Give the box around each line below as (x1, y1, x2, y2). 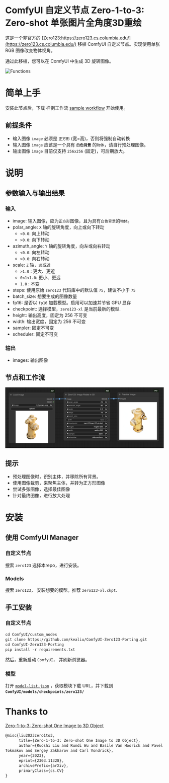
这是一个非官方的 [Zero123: (5, 35, 61, 41)
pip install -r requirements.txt (5, 647, 75, 652)
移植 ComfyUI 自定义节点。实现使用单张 (77, 41, 160, 47)
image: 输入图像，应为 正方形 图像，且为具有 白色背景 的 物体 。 (12, 217, 132, 224)
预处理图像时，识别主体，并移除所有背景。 (12, 474, 101, 480)
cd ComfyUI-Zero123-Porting (5, 642, 64, 647)
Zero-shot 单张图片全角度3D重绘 (5, 17, 142, 29)
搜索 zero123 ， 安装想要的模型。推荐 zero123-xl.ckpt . (5, 587, 117, 593)
